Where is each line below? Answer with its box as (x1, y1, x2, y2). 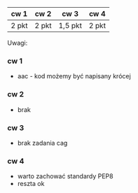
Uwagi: (7, 38, 28, 47)
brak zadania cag (17, 138, 68, 147)
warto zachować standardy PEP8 (17, 172, 113, 180)
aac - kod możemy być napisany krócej (17, 72, 131, 80)
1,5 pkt (58, 21, 83, 30)
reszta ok (17, 180, 45, 188)
